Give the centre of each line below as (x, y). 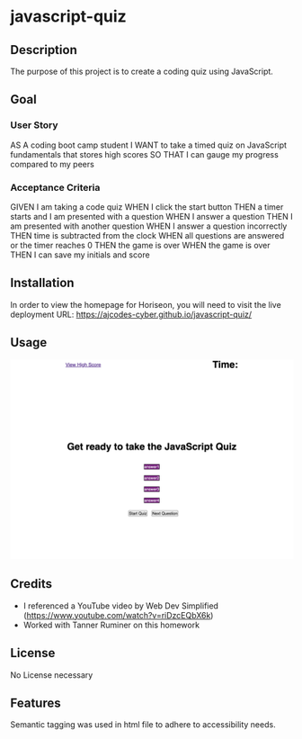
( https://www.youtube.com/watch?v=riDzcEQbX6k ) (118, 615)
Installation (42, 283)
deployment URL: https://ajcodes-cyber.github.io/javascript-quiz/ (131, 314)
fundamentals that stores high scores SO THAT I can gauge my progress (145, 154)
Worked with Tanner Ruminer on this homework (111, 625)
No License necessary (52, 675)
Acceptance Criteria (55, 187)
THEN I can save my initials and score (80, 255)
